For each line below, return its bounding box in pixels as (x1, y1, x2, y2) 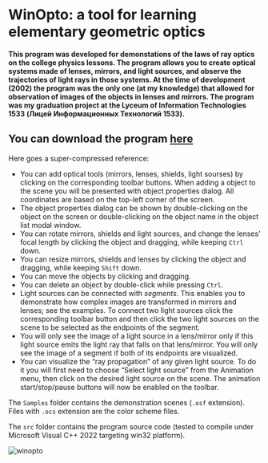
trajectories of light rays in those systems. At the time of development (8, 75, 246, 84)
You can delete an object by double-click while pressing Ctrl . (19, 279, 224, 290)
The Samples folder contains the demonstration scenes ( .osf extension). (8, 397, 246, 407)
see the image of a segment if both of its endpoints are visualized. (19, 347, 238, 358)
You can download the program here (8, 132, 194, 146)
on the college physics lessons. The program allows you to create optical (8, 58, 256, 67)
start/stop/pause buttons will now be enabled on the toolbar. (19, 382, 220, 392)
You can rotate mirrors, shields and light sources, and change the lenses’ (19, 229, 261, 238)
